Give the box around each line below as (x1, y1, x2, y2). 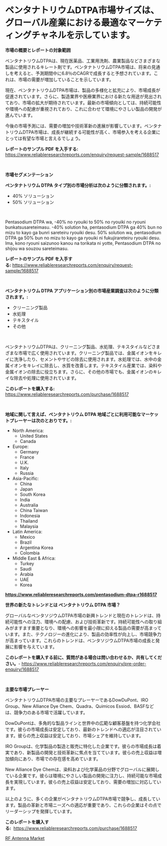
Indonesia (19, 513, 40, 519)
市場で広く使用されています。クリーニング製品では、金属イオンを (18, 350, 154, 356)
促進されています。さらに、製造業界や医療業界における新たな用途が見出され (5, 93, 162, 99)
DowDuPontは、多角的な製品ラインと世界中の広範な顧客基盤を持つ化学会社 (5, 720, 161, 726)
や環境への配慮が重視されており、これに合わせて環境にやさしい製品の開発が (5, 106, 162, 112)
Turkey (19, 560, 34, 566)
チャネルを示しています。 (31, 30, 136, 41)
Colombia (19, 550, 40, 556)
